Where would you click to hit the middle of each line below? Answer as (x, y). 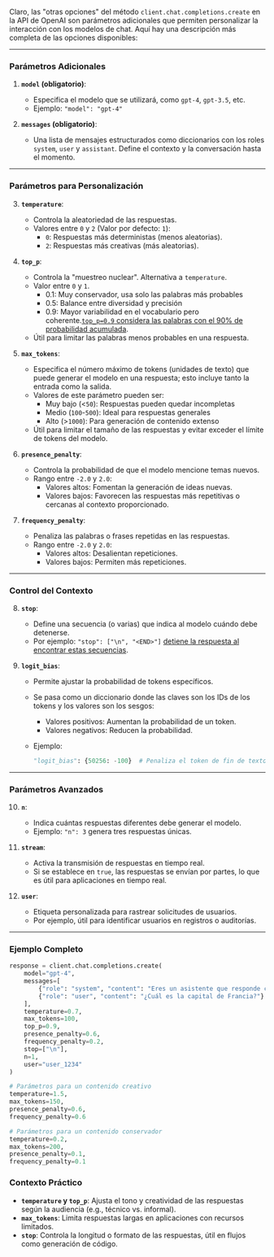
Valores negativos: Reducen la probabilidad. (119, 730)
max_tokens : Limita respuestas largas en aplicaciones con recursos (133, 1218)
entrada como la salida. (72, 386)
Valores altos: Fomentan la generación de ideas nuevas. (139, 487)
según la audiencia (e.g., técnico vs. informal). (98, 1209)
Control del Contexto (51, 591)
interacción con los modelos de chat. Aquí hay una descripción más (123, 29)
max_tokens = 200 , (37, 1146)
